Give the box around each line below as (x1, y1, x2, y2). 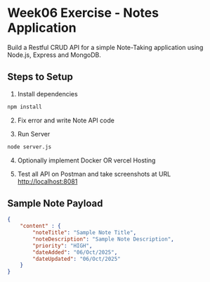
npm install (7, 103, 42, 110)
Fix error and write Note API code (17, 116, 114, 124)
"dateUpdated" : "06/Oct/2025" (32, 255, 121, 262)
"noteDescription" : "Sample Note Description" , (32, 236, 174, 243)
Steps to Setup (7, 71, 74, 83)
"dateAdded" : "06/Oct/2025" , (32, 248, 118, 256)
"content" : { (20, 223, 61, 230)
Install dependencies (17, 89, 79, 98)
